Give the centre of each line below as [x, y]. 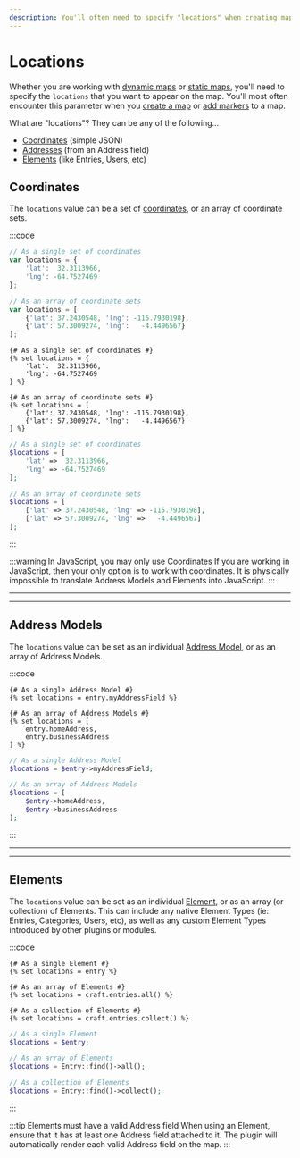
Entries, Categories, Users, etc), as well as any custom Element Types [137, 920]
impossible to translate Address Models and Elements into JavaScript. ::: [142, 580]
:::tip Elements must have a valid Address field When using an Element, [140, 1125]
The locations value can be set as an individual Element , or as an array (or [146, 901]
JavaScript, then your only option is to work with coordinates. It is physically [150, 571]
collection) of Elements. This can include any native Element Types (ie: [139, 910]
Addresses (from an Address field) [86, 149]
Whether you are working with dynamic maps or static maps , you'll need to [147, 87]
